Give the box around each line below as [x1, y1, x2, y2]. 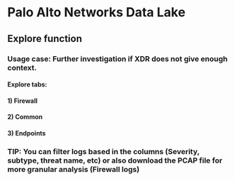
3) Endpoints [7, 128, 46, 137]
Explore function [7, 33, 83, 45]
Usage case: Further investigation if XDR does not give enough [7, 54, 228, 64]
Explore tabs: [7, 80, 47, 89]
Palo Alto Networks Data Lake [7, 4, 186, 21]
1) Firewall [7, 97, 38, 105]
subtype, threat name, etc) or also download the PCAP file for [7, 155, 223, 165]
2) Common [7, 113, 43, 121]
